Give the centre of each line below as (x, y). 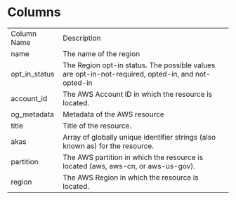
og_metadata (32, 114)
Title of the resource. (97, 126)
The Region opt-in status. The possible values (139, 65)
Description (82, 38)
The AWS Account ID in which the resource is (138, 94)
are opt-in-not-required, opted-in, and (128, 74)
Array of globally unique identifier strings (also (139, 137)
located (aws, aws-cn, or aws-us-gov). (129, 166)
